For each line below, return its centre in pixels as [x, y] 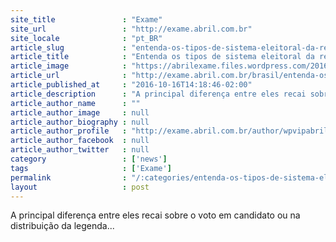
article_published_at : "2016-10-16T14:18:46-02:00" [131, 85]
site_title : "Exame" [86, 19]
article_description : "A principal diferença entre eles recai [158, 94]
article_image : [69, 66]
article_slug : [69, 47]
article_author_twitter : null [80, 150]
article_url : [69, 76]
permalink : [69, 177]
